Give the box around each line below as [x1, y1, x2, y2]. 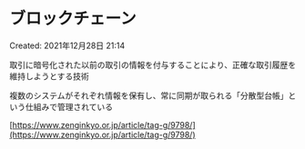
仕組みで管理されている [25, 101, 114, 112]
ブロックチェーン [9, 8, 137, 29]
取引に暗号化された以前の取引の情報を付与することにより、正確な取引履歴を [9, 59, 297, 70]
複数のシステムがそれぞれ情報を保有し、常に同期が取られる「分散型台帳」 [9, 90, 289, 101]
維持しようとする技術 [9, 70, 89, 82]
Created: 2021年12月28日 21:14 [9, 40, 126, 51]
